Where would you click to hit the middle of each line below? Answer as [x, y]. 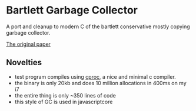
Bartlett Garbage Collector [72, 10]
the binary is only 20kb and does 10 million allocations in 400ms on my [100, 83]
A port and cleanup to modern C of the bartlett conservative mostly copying [98, 26]
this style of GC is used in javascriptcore [64, 102]
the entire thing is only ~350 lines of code [65, 95]
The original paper [29, 44]
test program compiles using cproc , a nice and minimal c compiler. [95, 76]
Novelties [24, 63]
